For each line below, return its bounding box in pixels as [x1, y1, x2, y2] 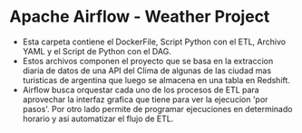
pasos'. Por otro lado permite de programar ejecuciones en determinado [22, 103, 293, 114]
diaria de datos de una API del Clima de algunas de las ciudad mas [22, 65, 272, 76]
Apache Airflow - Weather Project [9, 6, 270, 27]
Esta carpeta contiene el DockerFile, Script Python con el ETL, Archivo [22, 36, 287, 47]
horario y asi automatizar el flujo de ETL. [22, 113, 174, 124]
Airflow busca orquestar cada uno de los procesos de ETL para [22, 84, 260, 95]
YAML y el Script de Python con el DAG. [22, 45, 172, 56]
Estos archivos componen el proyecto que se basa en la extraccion [22, 55, 274, 66]
